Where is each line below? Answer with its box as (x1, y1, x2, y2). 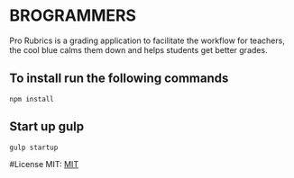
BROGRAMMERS (9, 5, 137, 26)
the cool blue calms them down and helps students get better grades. (9, 44, 268, 55)
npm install (9, 94, 54, 103)
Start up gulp (9, 119, 84, 135)
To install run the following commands (9, 71, 229, 86)
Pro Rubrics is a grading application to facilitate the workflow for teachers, (9, 35, 286, 46)
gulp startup (9, 143, 59, 152)
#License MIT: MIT (9, 158, 79, 169)
